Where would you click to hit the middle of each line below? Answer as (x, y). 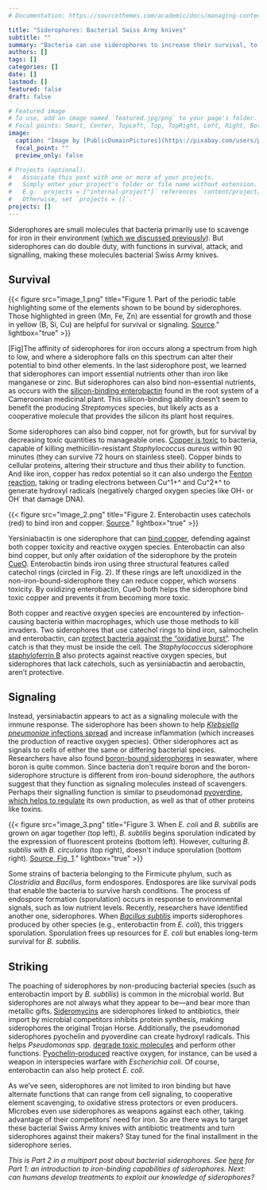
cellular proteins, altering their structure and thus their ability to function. (127, 465)
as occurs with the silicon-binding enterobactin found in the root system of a (133, 390)
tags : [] (23, 60)
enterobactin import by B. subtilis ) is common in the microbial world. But (126, 994)
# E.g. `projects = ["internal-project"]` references (103, 192)
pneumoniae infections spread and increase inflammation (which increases (131, 733)
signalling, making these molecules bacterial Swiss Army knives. (114, 255)
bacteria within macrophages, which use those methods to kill (137, 621)
